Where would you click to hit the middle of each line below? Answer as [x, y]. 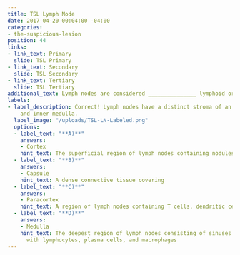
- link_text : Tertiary [41, 80]
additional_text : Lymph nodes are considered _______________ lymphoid [116, 94]
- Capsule [35, 173]
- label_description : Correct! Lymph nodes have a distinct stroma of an [120, 107]
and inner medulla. [49, 114]
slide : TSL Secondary [46, 74]
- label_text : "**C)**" [49, 186]
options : [27, 127]
